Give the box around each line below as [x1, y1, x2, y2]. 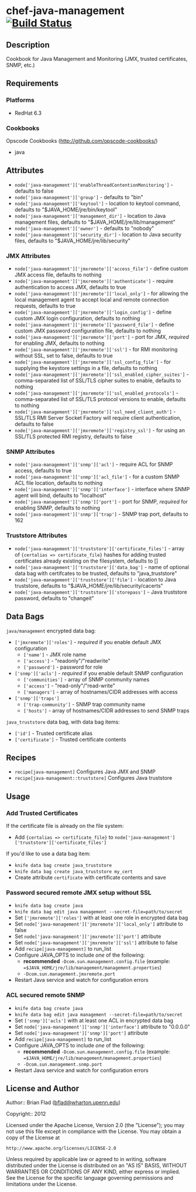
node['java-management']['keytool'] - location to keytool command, [14, 200, 181, 207]
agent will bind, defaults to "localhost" [14, 492, 107, 499]
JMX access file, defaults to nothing [14, 271, 102, 279]
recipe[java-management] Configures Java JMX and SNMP [14, 768, 156, 775]
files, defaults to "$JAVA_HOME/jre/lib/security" [14, 237, 130, 244]
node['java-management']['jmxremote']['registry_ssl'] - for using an [14, 427, 185, 434]
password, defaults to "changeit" [14, 594, 95, 601]
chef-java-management [6, 4, 125, 18]
